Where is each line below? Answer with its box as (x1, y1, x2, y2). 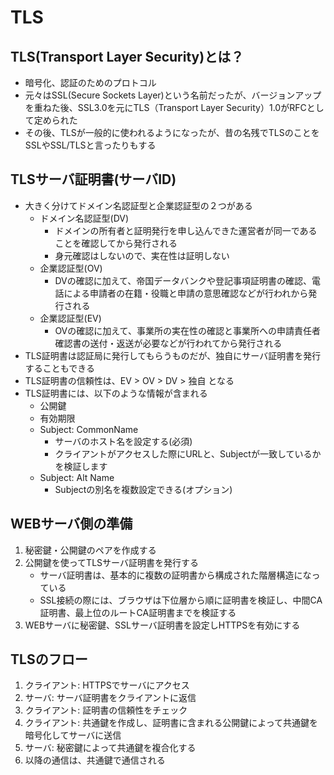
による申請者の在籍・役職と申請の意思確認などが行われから (63, 287, 309, 299)
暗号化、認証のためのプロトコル (24, 77, 157, 88)
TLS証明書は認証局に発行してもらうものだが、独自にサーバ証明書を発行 (24, 349, 322, 361)
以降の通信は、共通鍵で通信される (24, 754, 166, 766)
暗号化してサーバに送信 (24, 729, 122, 741)
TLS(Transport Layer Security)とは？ (10, 48, 245, 65)
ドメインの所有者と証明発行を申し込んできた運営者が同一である (54, 224, 318, 236)
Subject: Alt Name (39, 471, 115, 483)
